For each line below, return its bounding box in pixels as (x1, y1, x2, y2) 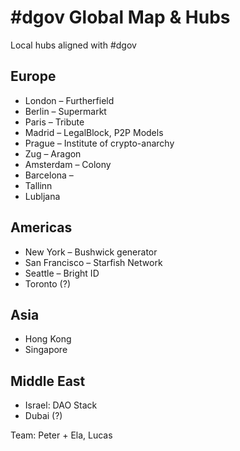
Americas (10, 219, 73, 236)
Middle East (10, 372, 86, 390)
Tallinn (24, 179, 53, 191)
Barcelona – (24, 169, 74, 181)
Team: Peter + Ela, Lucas (10, 429, 113, 441)
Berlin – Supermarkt (24, 105, 107, 117)
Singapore (24, 344, 68, 356)
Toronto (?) (24, 277, 71, 290)
